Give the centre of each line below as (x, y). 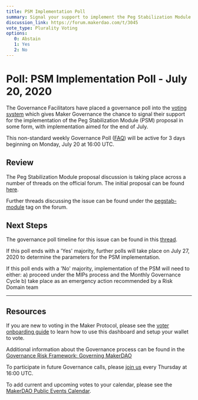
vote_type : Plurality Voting (42, 28)
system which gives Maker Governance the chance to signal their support (96, 114)
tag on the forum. (47, 207)
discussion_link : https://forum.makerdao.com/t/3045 (72, 22)
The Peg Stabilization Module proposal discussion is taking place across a (96, 176)
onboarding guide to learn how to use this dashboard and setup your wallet (97, 332)
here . (12, 189)
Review (20, 163)
